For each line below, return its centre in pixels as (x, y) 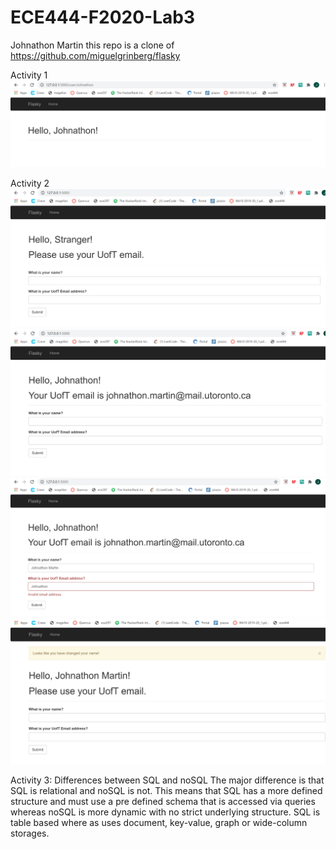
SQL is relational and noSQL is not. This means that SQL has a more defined (166, 790)
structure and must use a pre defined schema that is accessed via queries (163, 801)
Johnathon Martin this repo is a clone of (92, 45)
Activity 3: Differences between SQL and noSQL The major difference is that (167, 780)
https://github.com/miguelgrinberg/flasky (95, 55)
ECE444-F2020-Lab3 (103, 17)
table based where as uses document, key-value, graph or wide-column (159, 822)
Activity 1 (29, 75)
